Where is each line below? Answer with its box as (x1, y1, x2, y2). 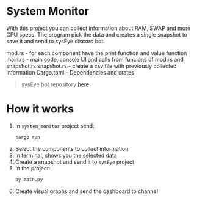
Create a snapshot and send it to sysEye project (15, 158, 134, 166)
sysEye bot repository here (21, 81, 90, 88)
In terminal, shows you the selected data (15, 152, 117, 159)
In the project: (15, 164, 51, 172)
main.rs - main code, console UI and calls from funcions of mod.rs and (6, 56, 184, 63)
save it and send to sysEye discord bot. (6, 37, 106, 45)
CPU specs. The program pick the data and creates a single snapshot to (6, 31, 187, 38)
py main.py (15, 176, 43, 183)
